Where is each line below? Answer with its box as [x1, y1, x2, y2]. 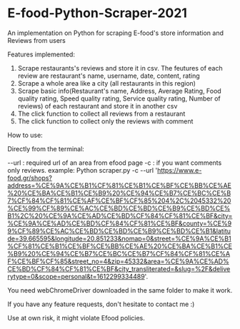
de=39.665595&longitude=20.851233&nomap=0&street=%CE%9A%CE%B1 [7, 234, 231, 243]
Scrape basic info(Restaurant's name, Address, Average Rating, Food [17, 86, 221, 95]
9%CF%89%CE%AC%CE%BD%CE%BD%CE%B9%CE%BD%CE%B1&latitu [7, 226, 231, 235]
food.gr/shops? [7, 173, 52, 182]
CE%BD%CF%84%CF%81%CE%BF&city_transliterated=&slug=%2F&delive [7, 264, 231, 273]
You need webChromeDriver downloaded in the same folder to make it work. [7, 285, 233, 294]
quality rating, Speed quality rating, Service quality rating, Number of [17, 94, 221, 103]
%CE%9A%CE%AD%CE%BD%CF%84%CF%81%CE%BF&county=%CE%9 [7, 219, 232, 228]
